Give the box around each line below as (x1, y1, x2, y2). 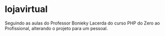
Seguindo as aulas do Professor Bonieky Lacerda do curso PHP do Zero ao (5, 20, 160, 26)
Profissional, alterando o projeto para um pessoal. (5, 25, 108, 31)
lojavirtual (5, 3, 48, 15)
